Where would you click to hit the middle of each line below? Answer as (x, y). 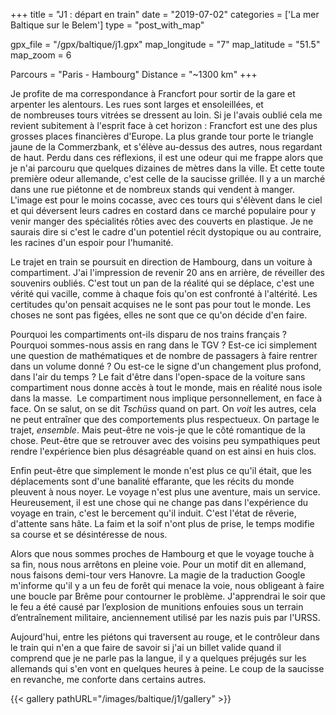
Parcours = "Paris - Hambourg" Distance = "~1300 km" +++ (134, 74)
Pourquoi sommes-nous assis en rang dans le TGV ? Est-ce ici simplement (164, 345)
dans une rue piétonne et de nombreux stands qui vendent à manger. (153, 189)
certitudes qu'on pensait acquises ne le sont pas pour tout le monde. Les (161, 304)
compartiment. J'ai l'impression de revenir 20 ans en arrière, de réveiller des (167, 272)
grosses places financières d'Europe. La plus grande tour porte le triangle (162, 136)
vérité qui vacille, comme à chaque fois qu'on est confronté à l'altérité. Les (164, 293)
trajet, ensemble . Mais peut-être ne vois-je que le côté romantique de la (158, 430)
